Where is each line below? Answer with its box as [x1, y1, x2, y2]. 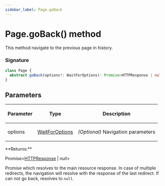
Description [102, 110, 131, 117]
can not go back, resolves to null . [5, 176, 74, 182]
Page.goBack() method [5, 28, 102, 39]
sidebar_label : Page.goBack [5, 7, 63, 12]
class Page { [5, 68, 32, 73]
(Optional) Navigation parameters [78, 128, 156, 135]
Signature [5, 57, 29, 64]
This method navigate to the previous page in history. [5, 45, 113, 51]
